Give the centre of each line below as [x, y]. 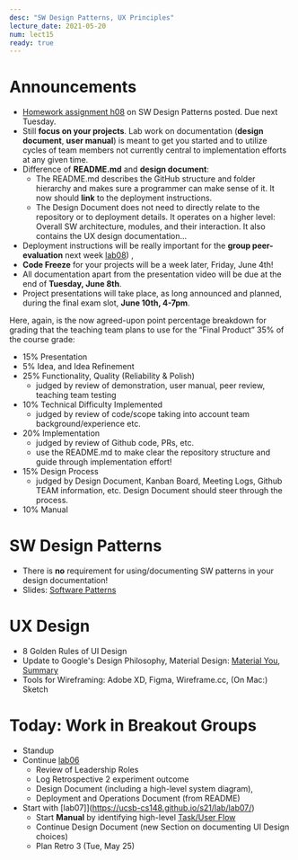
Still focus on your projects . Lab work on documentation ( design [143, 131]
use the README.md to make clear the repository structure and [153, 452]
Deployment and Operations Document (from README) [138, 798]
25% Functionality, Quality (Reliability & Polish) [109, 376]
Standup [38, 750]
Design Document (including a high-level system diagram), [145, 789]
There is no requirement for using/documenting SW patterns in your [148, 571]
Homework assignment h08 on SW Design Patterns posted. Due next [150, 112]
